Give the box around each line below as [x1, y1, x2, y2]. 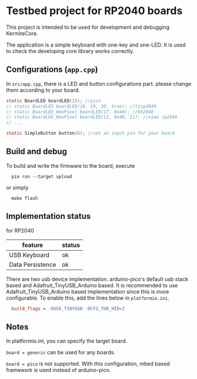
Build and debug [6, 147, 68, 157]
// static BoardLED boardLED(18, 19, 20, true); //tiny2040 [6, 103, 157, 109]
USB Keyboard [9, 251, 50, 259]
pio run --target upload [11, 174, 72, 179]
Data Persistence [9, 260, 56, 268]
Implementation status [6, 211, 91, 221]
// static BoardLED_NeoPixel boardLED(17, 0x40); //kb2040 [6, 109, 154, 115]
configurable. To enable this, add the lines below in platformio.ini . [6, 294, 169, 301]
